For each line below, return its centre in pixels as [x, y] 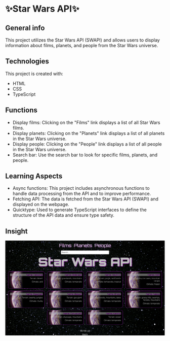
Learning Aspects [34, 176]
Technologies [27, 61]
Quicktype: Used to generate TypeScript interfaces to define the [79, 210]
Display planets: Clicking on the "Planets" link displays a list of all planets [89, 133]
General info [25, 28]
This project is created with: [34, 74]
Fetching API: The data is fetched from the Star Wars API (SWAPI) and [85, 199]
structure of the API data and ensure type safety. [63, 215]
